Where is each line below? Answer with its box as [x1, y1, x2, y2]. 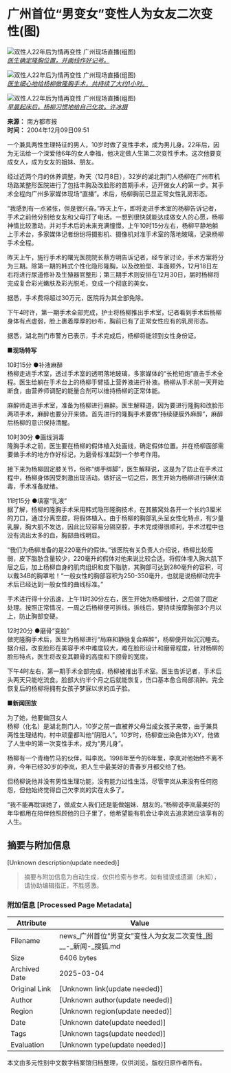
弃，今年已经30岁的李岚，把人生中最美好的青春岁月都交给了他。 [7, 762, 190, 771]
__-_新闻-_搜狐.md [59, 942, 121, 951]
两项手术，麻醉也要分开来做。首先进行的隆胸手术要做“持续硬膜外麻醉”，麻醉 [7, 410, 223, 418]
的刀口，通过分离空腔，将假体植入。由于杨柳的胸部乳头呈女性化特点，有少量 [7, 513, 224, 522]
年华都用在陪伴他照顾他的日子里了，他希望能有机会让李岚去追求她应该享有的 [7, 809, 224, 817]
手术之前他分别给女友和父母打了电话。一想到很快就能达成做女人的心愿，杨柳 [7, 213, 224, 221]
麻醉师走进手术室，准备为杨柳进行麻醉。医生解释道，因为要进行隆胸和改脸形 [7, 401, 224, 410]
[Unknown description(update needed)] [7, 858, 120, 867]
